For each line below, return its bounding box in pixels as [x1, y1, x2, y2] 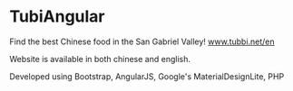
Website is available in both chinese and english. [9, 53, 190, 64]
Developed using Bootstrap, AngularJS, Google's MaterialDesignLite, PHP [9, 70, 285, 82]
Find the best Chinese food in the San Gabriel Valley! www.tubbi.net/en [9, 36, 275, 47]
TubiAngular [9, 6, 105, 27]
